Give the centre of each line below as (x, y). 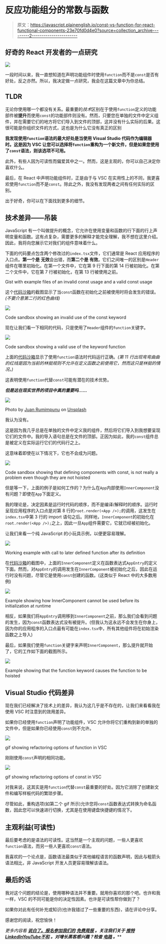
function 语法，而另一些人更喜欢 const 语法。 (50, 846)
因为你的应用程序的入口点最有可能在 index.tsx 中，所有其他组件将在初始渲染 (82, 628)
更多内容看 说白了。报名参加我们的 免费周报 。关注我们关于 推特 (70, 930)
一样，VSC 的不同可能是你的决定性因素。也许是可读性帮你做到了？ (73, 899)
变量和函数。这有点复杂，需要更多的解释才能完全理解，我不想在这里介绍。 (85, 237)
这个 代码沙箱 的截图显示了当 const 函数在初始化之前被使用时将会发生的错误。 (82, 292)
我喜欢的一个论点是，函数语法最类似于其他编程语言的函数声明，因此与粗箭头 (83, 857)
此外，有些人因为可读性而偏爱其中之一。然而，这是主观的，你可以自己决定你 (83, 161)
